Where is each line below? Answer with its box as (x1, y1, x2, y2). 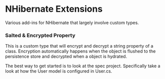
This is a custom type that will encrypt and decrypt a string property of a (5, 43, 154, 49)
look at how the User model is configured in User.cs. (5, 68, 112, 74)
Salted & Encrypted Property (5, 32, 76, 39)
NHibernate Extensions (5, 3, 103, 15)
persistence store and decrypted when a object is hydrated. (5, 53, 127, 59)
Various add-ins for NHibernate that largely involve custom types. (5, 20, 139, 26)
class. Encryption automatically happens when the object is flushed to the (5, 48, 156, 54)
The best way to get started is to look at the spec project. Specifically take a (5, 63, 161, 69)
